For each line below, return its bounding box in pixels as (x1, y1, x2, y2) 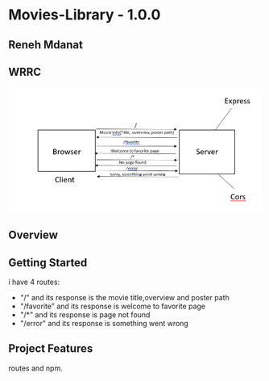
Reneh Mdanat (8, 38, 83, 52)
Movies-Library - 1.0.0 (8, 6, 161, 24)
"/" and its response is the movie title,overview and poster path (19, 293, 230, 303)
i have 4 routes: (8, 277, 60, 287)
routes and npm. (8, 363, 63, 373)
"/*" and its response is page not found (19, 310, 151, 320)
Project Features (8, 341, 93, 356)
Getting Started (8, 256, 88, 270)
